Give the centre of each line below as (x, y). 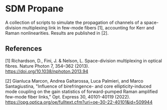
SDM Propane (34, 9)
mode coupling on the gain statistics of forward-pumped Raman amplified (81, 91)
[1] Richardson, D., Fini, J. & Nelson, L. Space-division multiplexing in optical (83, 61)
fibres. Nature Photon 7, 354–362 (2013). (47, 66)
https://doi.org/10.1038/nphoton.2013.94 (47, 71)
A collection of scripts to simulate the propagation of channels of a (74, 22)
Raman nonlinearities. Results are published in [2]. (57, 33)
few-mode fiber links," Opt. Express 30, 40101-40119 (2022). (68, 97)
